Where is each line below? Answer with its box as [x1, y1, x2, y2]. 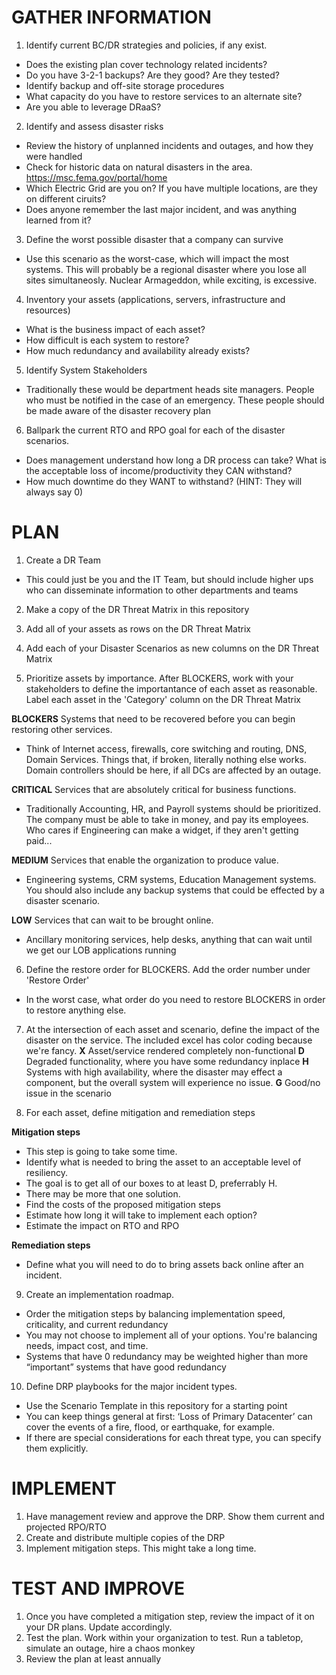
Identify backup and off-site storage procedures [25, 79, 225, 91]
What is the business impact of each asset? [25, 323, 206, 335]
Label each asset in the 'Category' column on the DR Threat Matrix [25, 693, 301, 705]
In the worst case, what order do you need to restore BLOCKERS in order [25, 993, 326, 1005]
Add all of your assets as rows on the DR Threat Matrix [25, 622, 252, 635]
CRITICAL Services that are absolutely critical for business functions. [11, 783, 297, 795]
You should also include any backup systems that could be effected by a [25, 884, 325, 896]
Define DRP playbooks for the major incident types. [25, 1380, 238, 1392]
